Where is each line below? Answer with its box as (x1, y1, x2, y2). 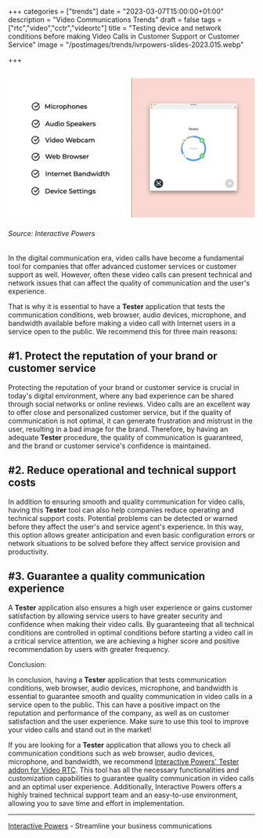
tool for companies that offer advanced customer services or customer (8, 262, 237, 271)
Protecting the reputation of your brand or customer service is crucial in (8, 382, 240, 392)
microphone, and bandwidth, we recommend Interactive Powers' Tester (8, 756, 240, 766)
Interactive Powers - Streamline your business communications (8, 821, 213, 830)
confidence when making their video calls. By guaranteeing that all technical (8, 619, 254, 628)
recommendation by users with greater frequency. (8, 644, 171, 654)
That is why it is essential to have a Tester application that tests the (8, 302, 225, 312)
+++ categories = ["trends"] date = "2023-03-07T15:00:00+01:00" (8, 7, 225, 16)
